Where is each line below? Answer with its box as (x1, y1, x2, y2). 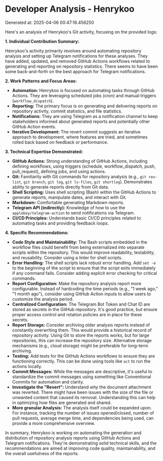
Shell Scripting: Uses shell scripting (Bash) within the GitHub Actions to (12, 189, 157, 195)
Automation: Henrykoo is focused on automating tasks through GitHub (12, 87, 155, 93)
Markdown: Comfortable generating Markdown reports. (12, 199, 125, 205)
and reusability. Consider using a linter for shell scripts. (12, 254, 123, 260)
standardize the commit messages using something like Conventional (12, 374, 151, 380)
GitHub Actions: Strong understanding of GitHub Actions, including (12, 158, 147, 164)
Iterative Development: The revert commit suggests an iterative (12, 129, 141, 134)
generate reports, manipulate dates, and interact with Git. (12, 194, 127, 200)
